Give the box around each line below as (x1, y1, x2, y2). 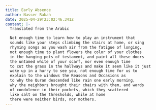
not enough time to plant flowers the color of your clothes (10, 49, 142, 55)
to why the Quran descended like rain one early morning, (10, 78, 136, 83)
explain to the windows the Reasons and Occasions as (10, 73, 126, 79)
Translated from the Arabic (10, 26, 70, 31)
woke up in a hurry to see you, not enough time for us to (10, 68, 138, 74)
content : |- (5, 21, 30, 27)
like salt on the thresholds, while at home (10, 92, 106, 97)
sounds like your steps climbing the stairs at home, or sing (10, 40, 144, 46)
